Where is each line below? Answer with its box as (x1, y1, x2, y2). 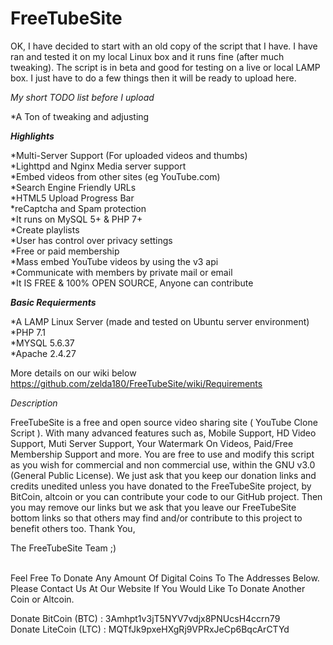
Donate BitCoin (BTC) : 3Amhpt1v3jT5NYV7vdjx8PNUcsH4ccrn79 (10, 612, 281, 624)
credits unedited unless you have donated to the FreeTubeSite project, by (10, 480, 312, 492)
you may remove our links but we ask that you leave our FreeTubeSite (10, 501, 297, 513)
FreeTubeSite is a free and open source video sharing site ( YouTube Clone (10, 416, 318, 428)
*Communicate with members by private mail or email (10, 266, 233, 278)
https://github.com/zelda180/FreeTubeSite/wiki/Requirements (10, 377, 263, 389)
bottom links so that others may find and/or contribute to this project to (10, 512, 303, 524)
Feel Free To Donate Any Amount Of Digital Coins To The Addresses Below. (10, 572, 320, 584)
